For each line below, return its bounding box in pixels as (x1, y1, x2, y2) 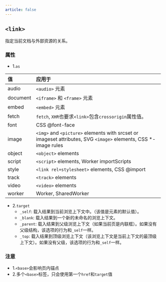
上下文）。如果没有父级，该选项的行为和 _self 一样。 (19, 239, 124, 245)
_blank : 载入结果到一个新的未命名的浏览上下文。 (19, 214, 118, 220)
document (7, 94, 32, 101)
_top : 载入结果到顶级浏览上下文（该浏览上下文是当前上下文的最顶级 (19, 233, 157, 239)
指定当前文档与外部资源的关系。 (5, 38, 70, 44)
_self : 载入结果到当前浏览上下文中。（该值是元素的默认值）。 (19, 208, 142, 214)
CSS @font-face (36, 121, 75, 128)
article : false (5, 7, 37, 12)
